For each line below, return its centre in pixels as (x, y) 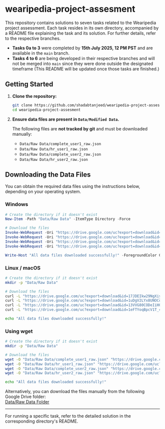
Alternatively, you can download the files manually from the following (75, 392)
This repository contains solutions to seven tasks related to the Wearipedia (81, 23)
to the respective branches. (33, 38)
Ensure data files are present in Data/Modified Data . (66, 119)
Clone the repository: (34, 96)
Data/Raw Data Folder (27, 402)
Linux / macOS (23, 268)
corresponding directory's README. (42, 421)
